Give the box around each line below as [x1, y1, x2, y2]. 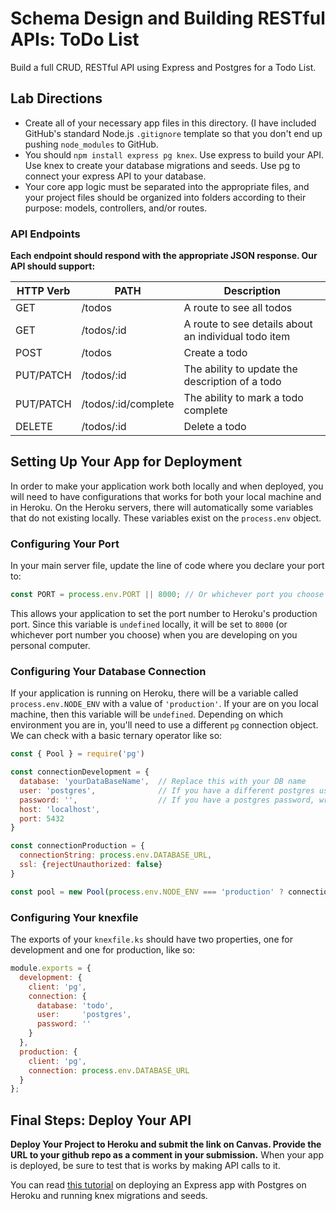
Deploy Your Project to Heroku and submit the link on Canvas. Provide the [10, 1138, 322, 1151]
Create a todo [183, 346, 248, 360]
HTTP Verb [16, 284, 71, 298]
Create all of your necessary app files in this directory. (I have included [24, 117, 317, 129]
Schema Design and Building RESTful [10, 7, 326, 30]
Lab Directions [10, 90, 103, 107]
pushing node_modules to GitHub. [24, 138, 159, 150]
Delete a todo [183, 420, 247, 434]
